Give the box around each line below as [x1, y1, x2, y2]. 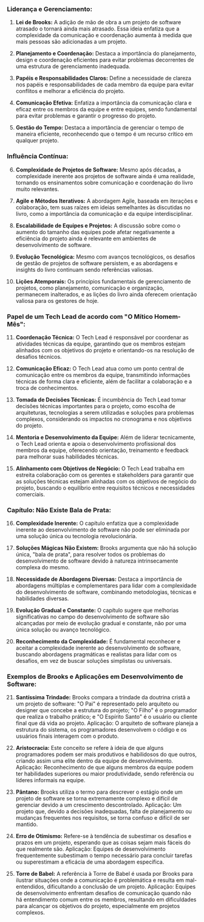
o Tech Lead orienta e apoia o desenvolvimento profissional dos [15, 440, 177, 447]
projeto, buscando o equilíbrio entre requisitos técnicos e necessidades [15, 484, 195, 491]
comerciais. [15, 490, 45, 497]
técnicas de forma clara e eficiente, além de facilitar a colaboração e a [15, 378, 192, 385]
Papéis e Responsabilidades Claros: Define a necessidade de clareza [15, 75, 192, 82]
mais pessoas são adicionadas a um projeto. [15, 38, 127, 46]
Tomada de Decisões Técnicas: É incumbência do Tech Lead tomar [15, 396, 186, 403]
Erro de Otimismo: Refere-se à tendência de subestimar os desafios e [15, 833, 192, 840]
